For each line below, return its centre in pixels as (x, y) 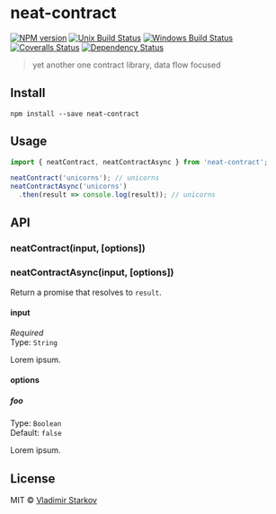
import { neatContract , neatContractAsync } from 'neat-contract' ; (139, 162)
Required (27, 332)
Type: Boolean (36, 423)
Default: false (36, 433)
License (33, 479)
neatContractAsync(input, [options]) (92, 272)
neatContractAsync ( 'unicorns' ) (69, 187)
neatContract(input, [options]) (78, 248)
